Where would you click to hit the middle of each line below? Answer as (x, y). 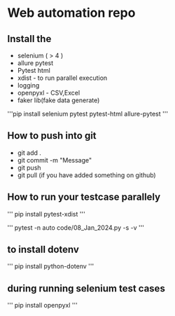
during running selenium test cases (86, 288)
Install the (29, 39)
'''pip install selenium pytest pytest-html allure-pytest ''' (88, 114)
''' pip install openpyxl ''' (43, 305)
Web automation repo (71, 13)
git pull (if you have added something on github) (86, 175)
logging (28, 85)
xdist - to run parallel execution (62, 78)
